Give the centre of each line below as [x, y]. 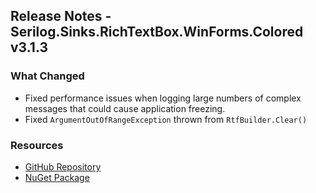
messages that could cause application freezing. [125, 108]
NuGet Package [57, 177]
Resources [37, 145]
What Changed [47, 76]
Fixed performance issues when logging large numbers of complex [163, 98]
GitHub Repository [63, 166]
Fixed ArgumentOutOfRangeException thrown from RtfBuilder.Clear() [166, 119]
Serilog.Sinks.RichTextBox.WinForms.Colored [157, 32]
